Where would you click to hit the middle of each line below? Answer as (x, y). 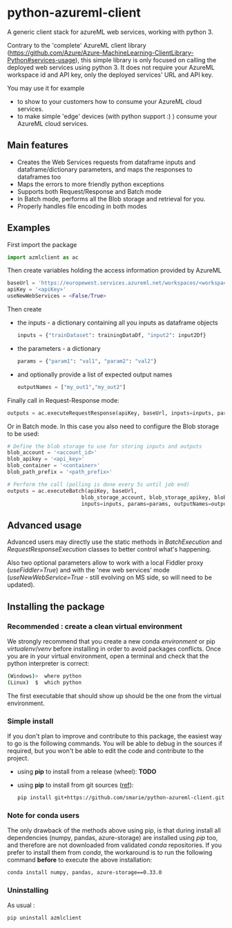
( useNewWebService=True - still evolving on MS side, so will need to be (110, 577)
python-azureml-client (74, 13)
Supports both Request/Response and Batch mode (89, 191)
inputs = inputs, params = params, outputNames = (146, 504)
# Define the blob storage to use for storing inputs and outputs (105, 446)
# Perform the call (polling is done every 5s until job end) (98, 484)
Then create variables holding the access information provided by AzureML (115, 271)
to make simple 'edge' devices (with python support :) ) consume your (117, 116)
